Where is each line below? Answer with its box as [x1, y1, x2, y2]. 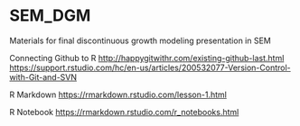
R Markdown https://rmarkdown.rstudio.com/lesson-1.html [9, 89, 228, 100]
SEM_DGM [9, 5, 91, 26]
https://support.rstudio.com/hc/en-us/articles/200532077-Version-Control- [9, 62, 291, 73]
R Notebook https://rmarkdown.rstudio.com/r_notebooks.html [9, 106, 239, 117]
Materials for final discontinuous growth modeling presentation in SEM [9, 35, 271, 46]
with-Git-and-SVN [9, 71, 78, 82]
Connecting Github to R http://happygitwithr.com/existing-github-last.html [9, 52, 285, 63]
